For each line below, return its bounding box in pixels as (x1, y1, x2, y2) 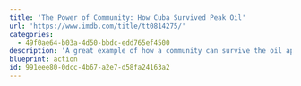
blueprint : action (9, 55, 78, 64)
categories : (9, 30, 54, 39)
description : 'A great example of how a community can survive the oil (9, 47, 282, 56)
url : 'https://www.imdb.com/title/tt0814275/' (9, 21, 186, 30)
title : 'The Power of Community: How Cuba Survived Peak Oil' (9, 13, 246, 22)
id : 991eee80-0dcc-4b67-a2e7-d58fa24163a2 (9, 64, 170, 73)
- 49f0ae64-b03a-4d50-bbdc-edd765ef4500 (17, 38, 170, 47)
